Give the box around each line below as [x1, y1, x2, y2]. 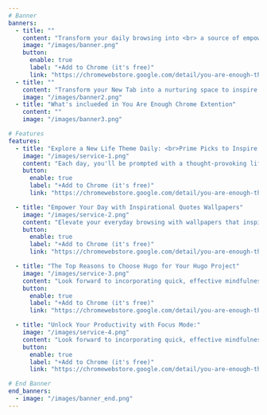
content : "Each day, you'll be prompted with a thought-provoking [22, 159, 247, 167]
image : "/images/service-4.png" [22, 328, 130, 336]
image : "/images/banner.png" [22, 41, 119, 49]
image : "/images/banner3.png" [22, 115, 123, 123]
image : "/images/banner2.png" [22, 93, 123, 101]
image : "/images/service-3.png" [22, 269, 130, 277]
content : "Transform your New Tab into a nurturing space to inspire [22, 85, 258, 94]
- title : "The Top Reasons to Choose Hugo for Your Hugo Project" [15, 262, 240, 270]
